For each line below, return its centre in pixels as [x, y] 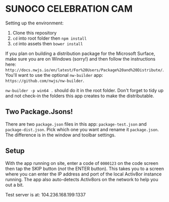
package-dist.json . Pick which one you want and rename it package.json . [82, 129]
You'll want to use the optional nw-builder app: [54, 75]
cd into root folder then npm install [50, 38]
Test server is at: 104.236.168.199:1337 [46, 194]
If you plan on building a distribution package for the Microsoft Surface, [80, 53]
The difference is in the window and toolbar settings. [61, 135]
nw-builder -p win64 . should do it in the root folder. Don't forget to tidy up [84, 90]
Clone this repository [35, 33]
